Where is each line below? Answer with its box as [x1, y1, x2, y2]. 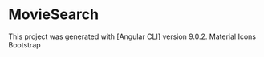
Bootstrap [8, 40, 42, 49]
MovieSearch [8, 6, 99, 24]
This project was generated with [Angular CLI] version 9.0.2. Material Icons [8, 32, 257, 41]
